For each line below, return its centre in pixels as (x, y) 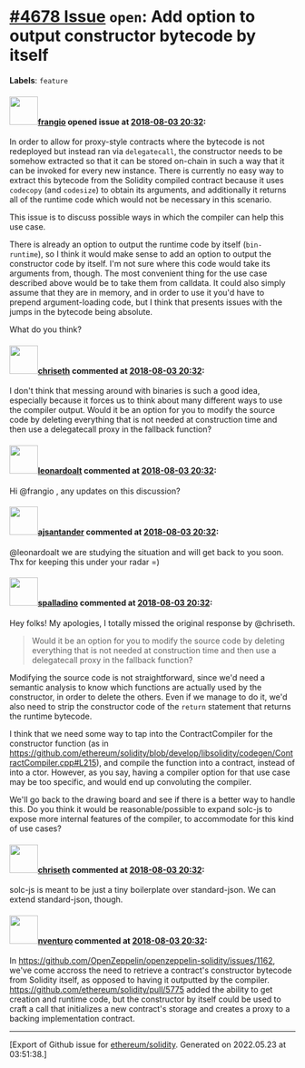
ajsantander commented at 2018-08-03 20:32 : (128, 532)
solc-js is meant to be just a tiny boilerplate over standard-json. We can (143, 890)
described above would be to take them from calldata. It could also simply (148, 283)
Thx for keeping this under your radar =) (85, 562)
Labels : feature (39, 80)
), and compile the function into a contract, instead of (196, 762)
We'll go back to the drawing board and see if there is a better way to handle (152, 799)
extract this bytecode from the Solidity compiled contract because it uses (147, 181)
